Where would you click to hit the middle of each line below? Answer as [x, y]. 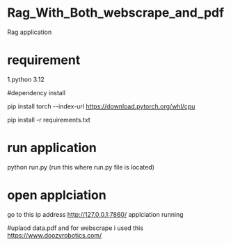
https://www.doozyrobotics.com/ [55, 235]
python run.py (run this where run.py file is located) [81, 167]
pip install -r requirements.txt [49, 120]
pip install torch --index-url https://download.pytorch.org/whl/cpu [101, 106]
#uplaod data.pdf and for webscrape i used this [75, 228]
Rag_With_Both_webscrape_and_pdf [116, 13]
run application [52, 148]
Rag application [30, 32]
